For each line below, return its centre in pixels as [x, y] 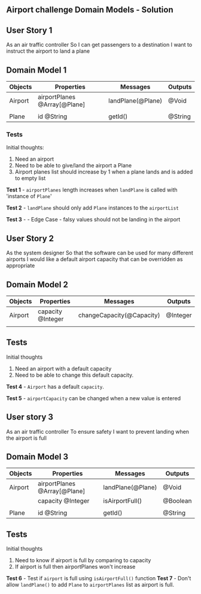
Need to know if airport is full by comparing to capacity [83, 560]
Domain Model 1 [36, 70]
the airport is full [26, 438]
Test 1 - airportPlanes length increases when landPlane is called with [92, 190]
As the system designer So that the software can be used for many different [100, 253]
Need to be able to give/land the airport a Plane [73, 166]
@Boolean [177, 501]
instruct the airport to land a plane [48, 51]
